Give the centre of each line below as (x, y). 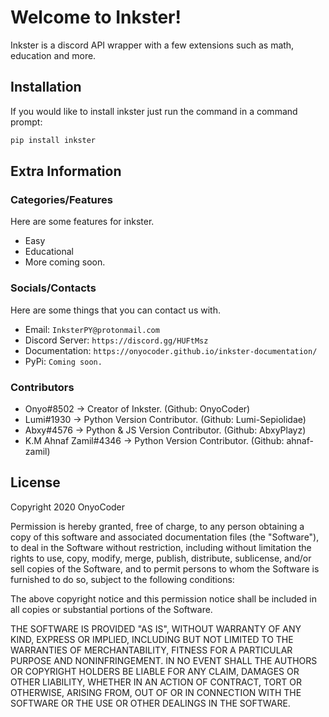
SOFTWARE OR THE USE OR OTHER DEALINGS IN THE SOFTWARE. (150, 703)
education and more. (53, 55)
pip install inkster (53, 140)
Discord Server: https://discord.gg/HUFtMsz (116, 340)
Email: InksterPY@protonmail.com (92, 329)
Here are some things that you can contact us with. (115, 310)
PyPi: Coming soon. (63, 361)
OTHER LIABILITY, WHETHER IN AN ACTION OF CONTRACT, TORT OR (156, 682)
